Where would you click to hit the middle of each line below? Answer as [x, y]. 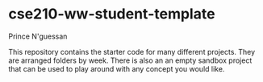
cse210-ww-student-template [112, 14]
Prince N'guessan [38, 36]
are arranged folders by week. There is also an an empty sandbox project [130, 60]
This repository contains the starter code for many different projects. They [132, 51]
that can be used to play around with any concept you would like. [117, 68]
